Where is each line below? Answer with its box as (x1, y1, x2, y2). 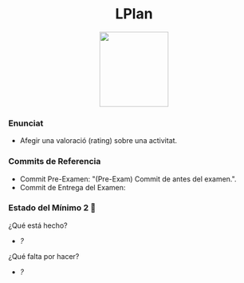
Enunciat (8, 118, 44, 129)
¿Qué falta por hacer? (8, 251, 80, 261)
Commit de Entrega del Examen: (19, 182, 126, 192)
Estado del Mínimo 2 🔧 (8, 202, 96, 213)
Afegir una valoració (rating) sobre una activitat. (19, 136, 178, 145)
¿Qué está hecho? (8, 221, 68, 230)
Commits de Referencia (8, 156, 101, 167)
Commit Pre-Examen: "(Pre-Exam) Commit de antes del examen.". (19, 173, 237, 184)
